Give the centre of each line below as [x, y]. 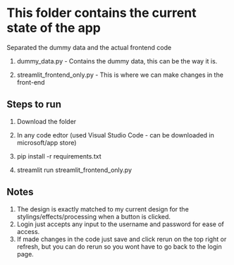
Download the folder [47, 121]
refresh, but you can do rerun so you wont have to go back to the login [119, 246]
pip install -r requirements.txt [59, 156]
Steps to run [34, 105]
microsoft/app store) [47, 142]
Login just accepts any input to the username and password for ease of [121, 224]
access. [28, 231]
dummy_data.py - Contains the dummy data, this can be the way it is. [117, 61]
